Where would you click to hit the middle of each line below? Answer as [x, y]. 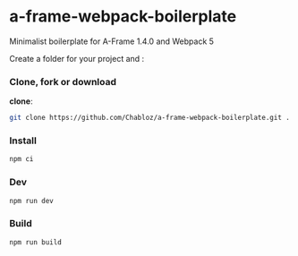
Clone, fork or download [63, 81]
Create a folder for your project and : [77, 58]
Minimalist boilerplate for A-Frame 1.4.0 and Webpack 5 [112, 41]
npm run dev [31, 201]
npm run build [36, 242]
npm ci [21, 159]
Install [23, 141]
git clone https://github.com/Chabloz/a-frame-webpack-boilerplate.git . [150, 118]
